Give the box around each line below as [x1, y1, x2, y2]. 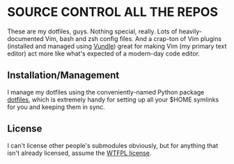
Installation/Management [7, 69, 120, 81]
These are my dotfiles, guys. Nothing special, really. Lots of [7, 27, 178, 35]
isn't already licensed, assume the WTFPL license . [7, 149, 152, 157]
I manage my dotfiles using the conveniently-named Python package [7, 88, 205, 96]
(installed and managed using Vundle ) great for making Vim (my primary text [7, 42, 227, 50]
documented [7, 34, 44, 42]
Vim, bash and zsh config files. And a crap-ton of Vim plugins [45, 34, 221, 42]
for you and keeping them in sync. [7, 102, 106, 111]
